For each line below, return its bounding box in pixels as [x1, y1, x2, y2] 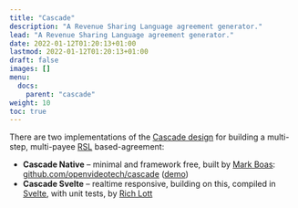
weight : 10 [9, 98, 51, 108]
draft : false [9, 56, 59, 65]
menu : [9, 73, 30, 82]
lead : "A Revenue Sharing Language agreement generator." [9, 30, 234, 39]
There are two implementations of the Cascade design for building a [9, 131, 266, 142]
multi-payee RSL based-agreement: [30, 141, 165, 152]
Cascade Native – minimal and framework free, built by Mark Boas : [22, 159, 276, 170]
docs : [17, 81, 39, 90]
